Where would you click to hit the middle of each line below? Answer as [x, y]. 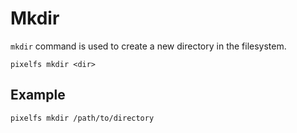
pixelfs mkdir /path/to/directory [82, 118]
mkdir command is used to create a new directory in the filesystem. [148, 46]
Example [38, 95]
